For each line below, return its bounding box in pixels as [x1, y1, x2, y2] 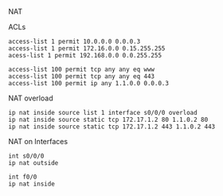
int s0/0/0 [8, 152, 45, 160]
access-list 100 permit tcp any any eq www [8, 65, 155, 73]
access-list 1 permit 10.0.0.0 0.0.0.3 [8, 37, 141, 45]
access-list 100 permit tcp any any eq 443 [8, 73, 155, 80]
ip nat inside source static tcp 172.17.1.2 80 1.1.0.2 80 [8, 116, 209, 123]
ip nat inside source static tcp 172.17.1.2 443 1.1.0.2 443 [8, 123, 216, 131]
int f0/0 [8, 173, 37, 181]
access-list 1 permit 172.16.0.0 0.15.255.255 [8, 45, 166, 53]
